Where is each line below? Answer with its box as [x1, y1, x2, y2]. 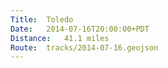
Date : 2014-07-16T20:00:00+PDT [10, 24, 150, 34]
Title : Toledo [10, 14, 74, 25]
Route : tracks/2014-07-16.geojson [10, 42, 159, 53]
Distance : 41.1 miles [10, 33, 110, 43]
